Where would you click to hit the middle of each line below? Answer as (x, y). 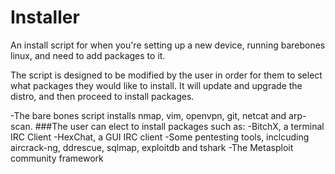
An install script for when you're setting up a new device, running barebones (168, 45)
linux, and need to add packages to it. (88, 55)
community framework (57, 158)
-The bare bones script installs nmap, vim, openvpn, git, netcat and (148, 115)
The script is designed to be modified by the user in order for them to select (166, 75)
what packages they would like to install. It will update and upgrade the (156, 85)
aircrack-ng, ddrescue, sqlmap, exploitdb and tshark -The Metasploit (152, 147)
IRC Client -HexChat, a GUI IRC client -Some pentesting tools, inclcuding (160, 137)
